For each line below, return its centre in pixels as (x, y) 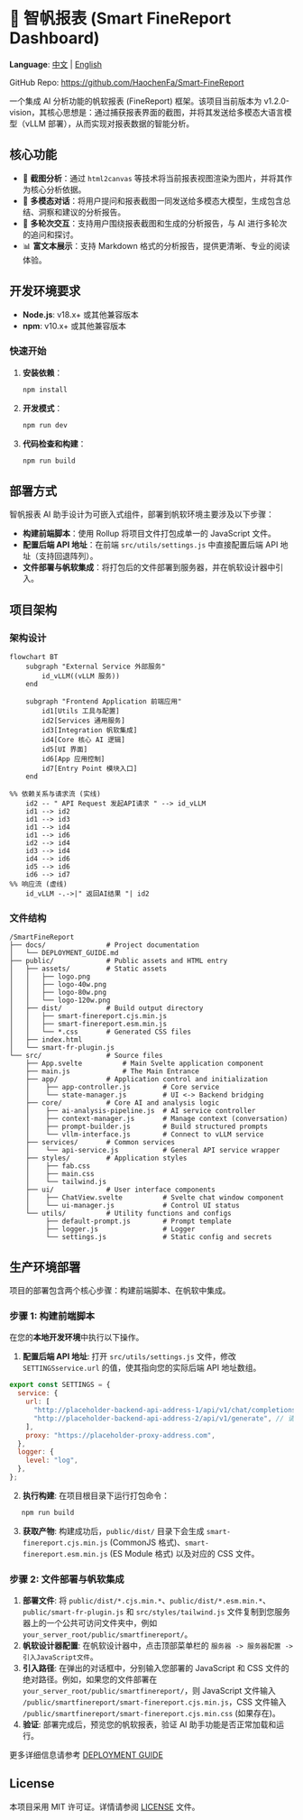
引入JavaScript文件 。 (60, 1657)
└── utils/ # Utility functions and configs (129, 1214)
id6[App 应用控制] (73, 758)
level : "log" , (52, 1461)
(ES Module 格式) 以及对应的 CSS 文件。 (184, 1553)
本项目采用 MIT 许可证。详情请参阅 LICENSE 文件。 (105, 1806)
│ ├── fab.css (58, 1166)
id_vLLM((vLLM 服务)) (81, 676)
